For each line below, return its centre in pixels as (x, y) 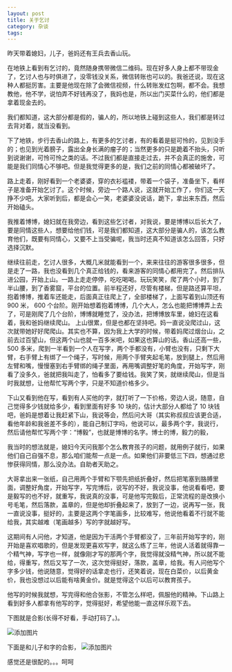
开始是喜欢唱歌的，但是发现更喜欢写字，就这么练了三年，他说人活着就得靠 (113, 546)
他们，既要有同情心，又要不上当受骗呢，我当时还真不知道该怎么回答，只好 (119, 239)
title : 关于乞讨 (28, 20)
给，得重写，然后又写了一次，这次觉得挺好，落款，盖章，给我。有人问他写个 (116, 563)
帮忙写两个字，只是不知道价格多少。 (101, 383)
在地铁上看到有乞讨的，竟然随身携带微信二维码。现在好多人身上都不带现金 (113, 68)
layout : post (26, 13)
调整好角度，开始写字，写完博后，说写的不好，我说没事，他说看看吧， (119, 488)
